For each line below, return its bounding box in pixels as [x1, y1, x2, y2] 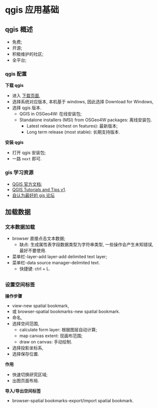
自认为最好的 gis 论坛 [12, 192, 55, 198]
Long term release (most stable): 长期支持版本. [26, 129, 120, 135]
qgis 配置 [5, 70, 27, 77]
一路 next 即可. [12, 156, 42, 162]
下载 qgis [5, 82, 24, 88]
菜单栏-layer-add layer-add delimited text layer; [12, 254, 107, 260]
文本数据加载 [5, 224, 35, 230]
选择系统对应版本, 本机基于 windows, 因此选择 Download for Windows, [12, 99, 154, 105]
